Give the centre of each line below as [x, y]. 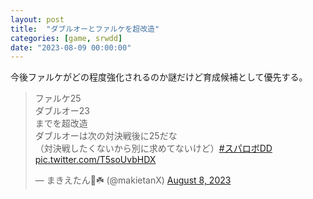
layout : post [37, 19]
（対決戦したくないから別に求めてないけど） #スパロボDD [153, 148]
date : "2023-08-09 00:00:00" [71, 47]
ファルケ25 [58, 98]
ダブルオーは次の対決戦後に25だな [106, 136]
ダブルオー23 [62, 111]
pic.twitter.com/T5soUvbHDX [95, 160]
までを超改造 [61, 123]
